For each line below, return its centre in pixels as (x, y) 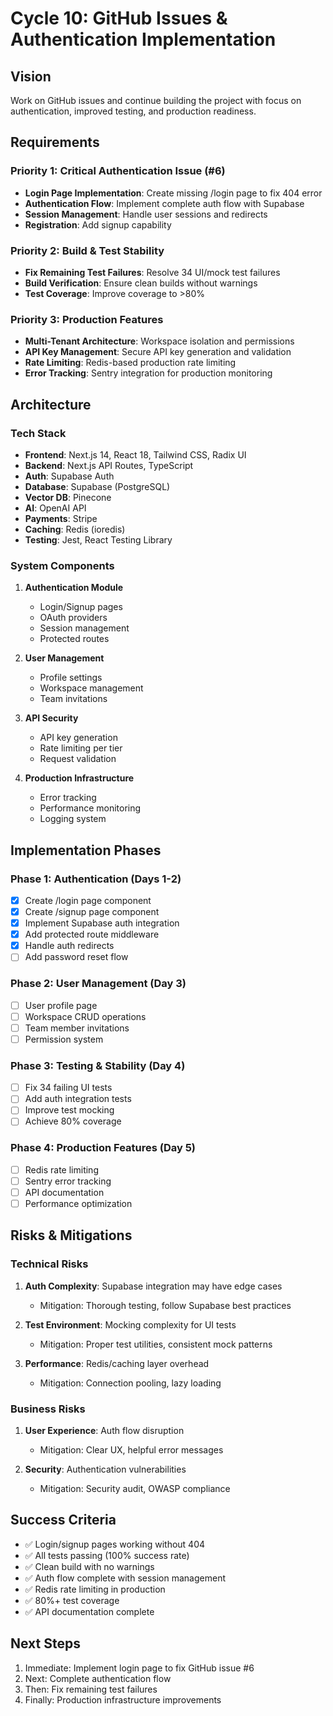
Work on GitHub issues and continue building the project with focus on (156, 100)
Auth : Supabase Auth (69, 476)
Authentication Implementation (143, 39)
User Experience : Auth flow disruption (104, 1430)
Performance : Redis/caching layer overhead (117, 1363)
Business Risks (48, 1409)
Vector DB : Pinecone (68, 497)
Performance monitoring (90, 808)
